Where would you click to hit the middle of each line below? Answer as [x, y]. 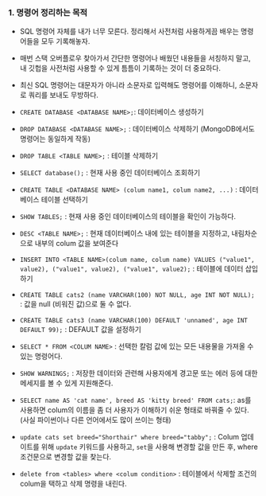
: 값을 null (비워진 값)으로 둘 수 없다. [75, 304]
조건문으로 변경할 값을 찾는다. [66, 457]
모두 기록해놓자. [66, 41]
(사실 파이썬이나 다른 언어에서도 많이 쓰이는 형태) [96, 420]
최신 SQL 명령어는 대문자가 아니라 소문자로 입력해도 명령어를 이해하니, [128, 85]
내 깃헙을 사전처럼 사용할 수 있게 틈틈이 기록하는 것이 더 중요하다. [120, 68]
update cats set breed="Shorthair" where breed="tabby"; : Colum [129, 437]
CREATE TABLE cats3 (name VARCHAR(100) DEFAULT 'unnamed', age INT [133, 321]
